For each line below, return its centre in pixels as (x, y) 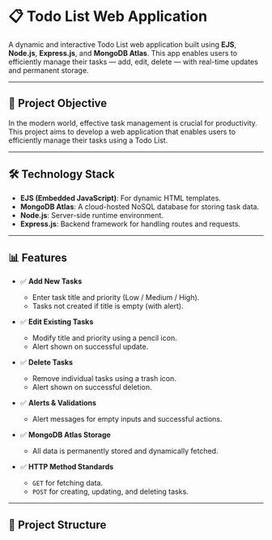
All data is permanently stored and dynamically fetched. (125, 451)
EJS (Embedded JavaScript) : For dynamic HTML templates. (120, 198)
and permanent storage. (49, 70)
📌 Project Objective (58, 103)
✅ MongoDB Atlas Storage (65, 435)
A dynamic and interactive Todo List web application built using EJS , (123, 44)
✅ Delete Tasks (47, 362)
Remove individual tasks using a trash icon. (104, 379)
